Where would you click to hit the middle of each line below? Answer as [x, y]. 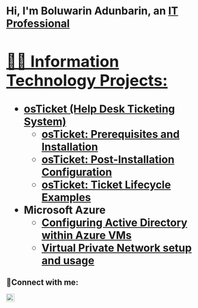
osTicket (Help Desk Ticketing [99, 109]
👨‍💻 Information [63, 61]
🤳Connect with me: [42, 283]
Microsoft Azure [65, 210]
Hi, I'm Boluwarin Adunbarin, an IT [92, 11]
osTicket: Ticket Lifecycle [106, 185]
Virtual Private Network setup [117, 248]
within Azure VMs [87, 235]
